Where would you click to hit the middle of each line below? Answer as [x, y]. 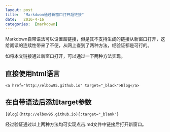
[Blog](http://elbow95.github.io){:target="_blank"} [62, 114]
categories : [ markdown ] [31, 24]
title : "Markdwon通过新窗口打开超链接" [45, 15]
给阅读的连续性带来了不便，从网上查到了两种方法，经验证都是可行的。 [79, 46]
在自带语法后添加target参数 [48, 102]
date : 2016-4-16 [25, 19]
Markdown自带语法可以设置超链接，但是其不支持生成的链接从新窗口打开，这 [85, 39]
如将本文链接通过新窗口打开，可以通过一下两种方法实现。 [65, 56]
